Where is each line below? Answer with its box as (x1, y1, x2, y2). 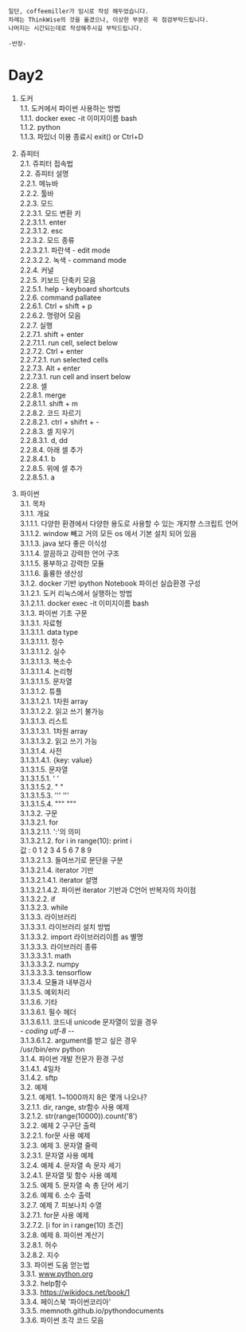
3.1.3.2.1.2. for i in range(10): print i (19, 836, 132, 845)
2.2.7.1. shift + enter (19, 329, 84, 339)
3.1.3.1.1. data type (19, 627, 78, 637)
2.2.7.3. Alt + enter (19, 363, 81, 373)
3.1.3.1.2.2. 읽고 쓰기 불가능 (19, 706, 105, 715)
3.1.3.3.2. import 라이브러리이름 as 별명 (19, 931, 143, 942)
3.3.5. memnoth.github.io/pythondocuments (19, 1306, 165, 1315)
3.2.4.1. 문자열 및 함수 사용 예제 (19, 1170, 118, 1180)
